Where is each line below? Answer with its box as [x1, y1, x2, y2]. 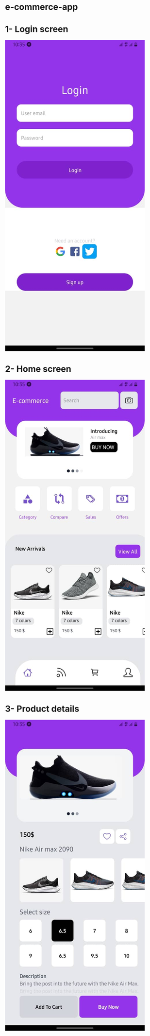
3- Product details [5, 704, 80, 714]
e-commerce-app [5, 1, 78, 13]
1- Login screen [5, 24, 68, 35]
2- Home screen [5, 363, 71, 375]
